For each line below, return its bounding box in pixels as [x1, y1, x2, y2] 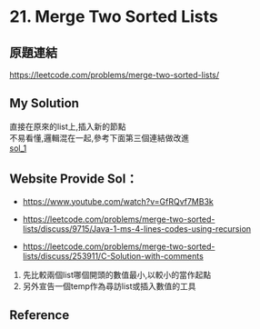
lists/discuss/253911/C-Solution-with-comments [22, 250, 205, 261]
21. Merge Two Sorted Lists [9, 6, 218, 27]
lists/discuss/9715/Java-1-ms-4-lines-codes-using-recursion [22, 223, 252, 234]
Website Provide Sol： [9, 171, 138, 187]
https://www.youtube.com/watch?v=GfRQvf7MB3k [22, 195, 214, 206]
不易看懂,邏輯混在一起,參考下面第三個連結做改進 [9, 132, 190, 143]
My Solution [9, 95, 80, 111]
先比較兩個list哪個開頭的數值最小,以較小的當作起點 [22, 269, 212, 280]
